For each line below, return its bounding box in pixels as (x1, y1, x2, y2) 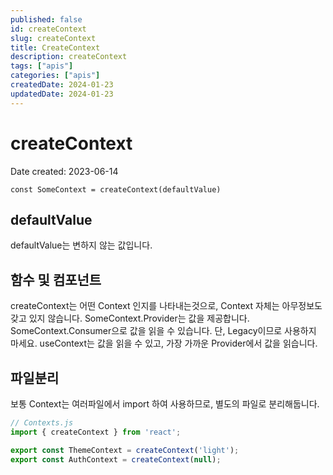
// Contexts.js (10, 418, 74, 428)
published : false (10, 14, 83, 25)
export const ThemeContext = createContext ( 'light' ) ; (10, 445, 240, 455)
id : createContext (10, 24, 87, 34)
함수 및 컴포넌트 (10, 271, 102, 288)
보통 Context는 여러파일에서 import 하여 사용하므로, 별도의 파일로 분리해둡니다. (10, 398, 320, 410)
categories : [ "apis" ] (10, 71, 101, 81)
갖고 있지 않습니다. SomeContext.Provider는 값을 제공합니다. (10, 312, 250, 325)
